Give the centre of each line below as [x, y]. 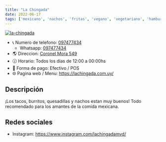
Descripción [24, 89]
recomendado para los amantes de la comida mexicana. [62, 106]
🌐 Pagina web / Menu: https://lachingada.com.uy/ [63, 73]
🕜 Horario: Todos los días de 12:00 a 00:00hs [59, 61]
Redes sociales [29, 122]
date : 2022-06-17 [23, 14]
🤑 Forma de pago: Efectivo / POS [46, 68]
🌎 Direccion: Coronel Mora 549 [45, 54]
